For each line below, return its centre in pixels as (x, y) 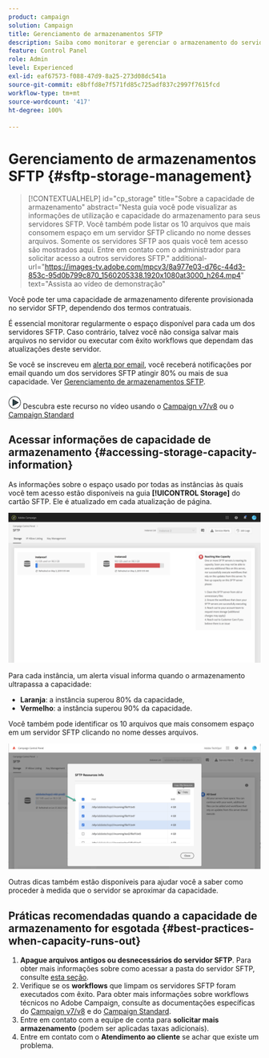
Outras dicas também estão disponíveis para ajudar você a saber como (126, 882)
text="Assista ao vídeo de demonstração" (96, 284)
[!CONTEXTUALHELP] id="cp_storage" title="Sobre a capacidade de (141, 199)
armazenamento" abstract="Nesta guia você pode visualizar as (132, 207)
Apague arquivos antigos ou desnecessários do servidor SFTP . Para (136, 960)
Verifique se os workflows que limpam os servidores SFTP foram (128, 985)
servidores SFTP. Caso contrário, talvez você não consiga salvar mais (123, 332)
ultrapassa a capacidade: (50, 684)
